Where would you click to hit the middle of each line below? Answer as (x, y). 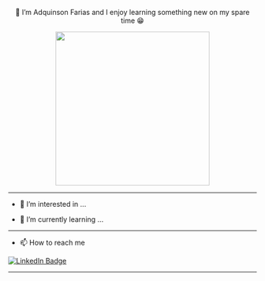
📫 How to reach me (52, 242)
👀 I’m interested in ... (53, 204)
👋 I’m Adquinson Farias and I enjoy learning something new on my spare (132, 12)
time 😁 (132, 21)
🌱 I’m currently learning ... (62, 219)
